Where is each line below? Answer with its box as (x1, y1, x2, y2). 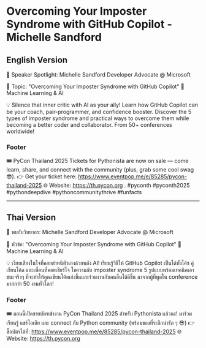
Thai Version (6, 212, 56, 222)
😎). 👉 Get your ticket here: (6, 173, 77, 180)
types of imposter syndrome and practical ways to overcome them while (6, 115, 189, 122)
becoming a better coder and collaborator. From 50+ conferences (6, 121, 173, 128)
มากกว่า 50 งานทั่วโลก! (6, 280, 54, 287)
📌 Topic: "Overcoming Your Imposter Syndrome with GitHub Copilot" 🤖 (6, 83, 185, 90)
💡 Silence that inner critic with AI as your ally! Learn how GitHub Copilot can (6, 101, 198, 108)
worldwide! (6, 127, 35, 135)
